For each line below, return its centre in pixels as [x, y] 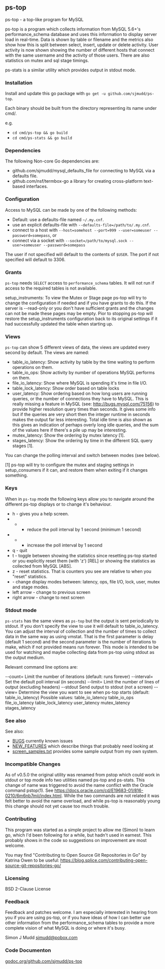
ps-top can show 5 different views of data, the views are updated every [78, 347]
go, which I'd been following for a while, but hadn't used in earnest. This [78, 835]
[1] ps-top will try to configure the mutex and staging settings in [69, 465]
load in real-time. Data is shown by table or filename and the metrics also [79, 39]
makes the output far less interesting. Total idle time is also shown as [82, 420]
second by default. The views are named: [47, 353]
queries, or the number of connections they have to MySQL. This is [80, 399]
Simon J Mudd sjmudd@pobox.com [41, 937]
